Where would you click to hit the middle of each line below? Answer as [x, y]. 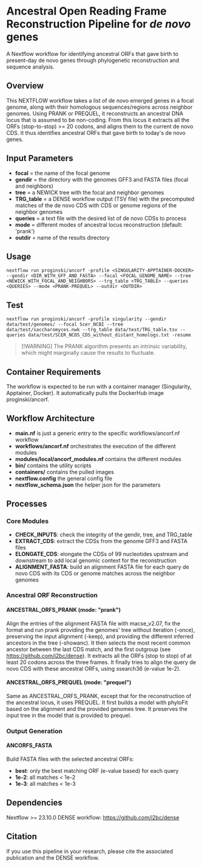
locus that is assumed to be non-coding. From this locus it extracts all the [98, 120]
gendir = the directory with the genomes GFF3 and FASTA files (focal [102, 179]
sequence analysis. [30, 67]
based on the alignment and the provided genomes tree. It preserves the [97, 708]
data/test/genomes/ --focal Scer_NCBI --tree [65, 324]
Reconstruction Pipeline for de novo [99, 24]
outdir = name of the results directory [62, 238]
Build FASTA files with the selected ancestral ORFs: [70, 759]
